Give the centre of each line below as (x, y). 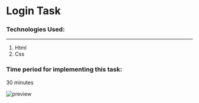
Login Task (33, 11)
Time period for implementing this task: (64, 69)
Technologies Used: (36, 30)
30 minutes (20, 82)
